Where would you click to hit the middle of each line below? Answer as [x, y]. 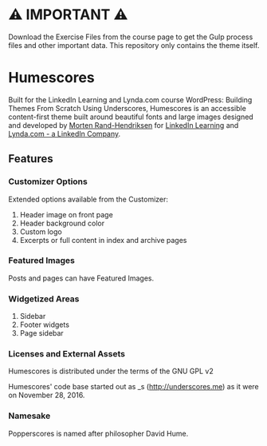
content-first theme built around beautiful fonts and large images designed [131, 117]
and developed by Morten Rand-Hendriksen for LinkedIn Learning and [124, 125]
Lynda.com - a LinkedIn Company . [65, 133]
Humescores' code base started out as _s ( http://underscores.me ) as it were [133, 387]
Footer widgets [45, 325]
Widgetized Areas [44, 299]
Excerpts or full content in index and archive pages [103, 240]
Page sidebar [41, 333]
